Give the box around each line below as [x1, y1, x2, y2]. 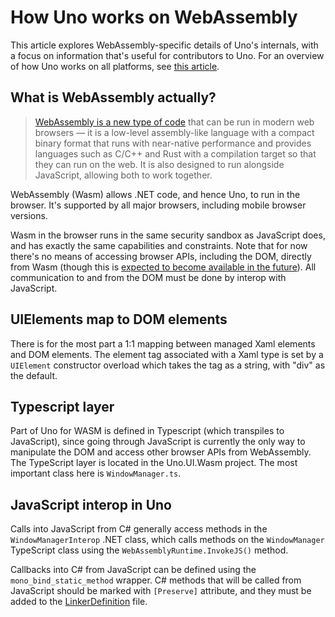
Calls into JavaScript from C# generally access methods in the [10, 523, 268, 535]
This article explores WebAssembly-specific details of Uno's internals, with [10, 39, 319, 51]
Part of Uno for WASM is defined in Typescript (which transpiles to [10, 425, 285, 437]
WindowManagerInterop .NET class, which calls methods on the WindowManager [10, 534, 325, 546]
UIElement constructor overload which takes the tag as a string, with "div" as [10, 359, 326, 371]
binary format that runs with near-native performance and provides [34, 137, 312, 149]
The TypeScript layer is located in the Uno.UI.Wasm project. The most [10, 457, 298, 469]
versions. [10, 209, 48, 221]
